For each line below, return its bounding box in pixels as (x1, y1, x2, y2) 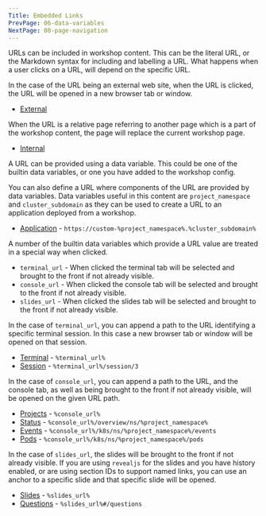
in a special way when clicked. (8, 247, 109, 257)
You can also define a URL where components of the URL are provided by (8, 183, 250, 192)
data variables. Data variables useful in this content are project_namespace (8, 192, 251, 201)
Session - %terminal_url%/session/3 (19, 361, 139, 371)
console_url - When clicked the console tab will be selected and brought (19, 280, 258, 289)
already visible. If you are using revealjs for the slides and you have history (8, 458, 256, 468)
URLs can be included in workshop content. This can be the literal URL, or (8, 48, 250, 58)
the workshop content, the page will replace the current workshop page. (8, 128, 245, 138)
